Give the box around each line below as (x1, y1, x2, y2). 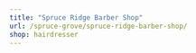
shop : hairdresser (9, 30, 79, 39)
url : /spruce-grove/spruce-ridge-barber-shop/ (9, 22, 188, 31)
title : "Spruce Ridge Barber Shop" (9, 13, 144, 22)
